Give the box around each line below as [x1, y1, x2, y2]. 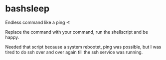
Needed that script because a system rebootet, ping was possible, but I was [5, 44, 162, 50]
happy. [5, 34, 19, 40]
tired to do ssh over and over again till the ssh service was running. [5, 49, 143, 55]
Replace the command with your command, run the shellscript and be [5, 29, 149, 35]
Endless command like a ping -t [5, 19, 70, 25]
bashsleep [5, 3, 50, 14]
